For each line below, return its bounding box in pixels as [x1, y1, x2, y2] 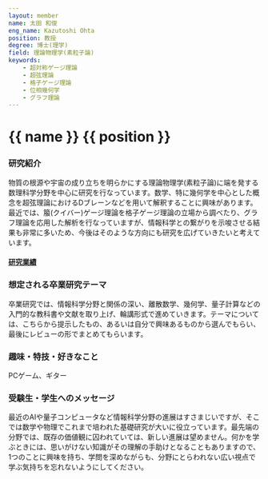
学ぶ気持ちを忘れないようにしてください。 [8, 462, 148, 472]
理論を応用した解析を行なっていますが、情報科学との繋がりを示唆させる [14, 218, 254, 227]
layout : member [8, 11, 59, 20]
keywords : [8, 57, 42, 65]
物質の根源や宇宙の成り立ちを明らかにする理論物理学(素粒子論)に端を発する [8, 178, 259, 187]
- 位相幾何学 [22, 86, 60, 94]
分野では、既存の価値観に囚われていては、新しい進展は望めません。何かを [8, 433, 253, 442]
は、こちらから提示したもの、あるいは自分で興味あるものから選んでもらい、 [8, 319, 261, 329]
